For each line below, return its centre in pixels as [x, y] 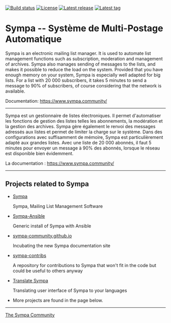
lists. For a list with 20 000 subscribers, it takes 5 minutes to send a [76, 80]
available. [15, 91]
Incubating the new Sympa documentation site [62, 245]
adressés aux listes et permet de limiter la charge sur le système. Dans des [84, 132]
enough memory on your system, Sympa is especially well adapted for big [83, 75]
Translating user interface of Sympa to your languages [70, 290]
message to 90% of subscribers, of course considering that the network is [83, 85]
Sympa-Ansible [29, 216]
